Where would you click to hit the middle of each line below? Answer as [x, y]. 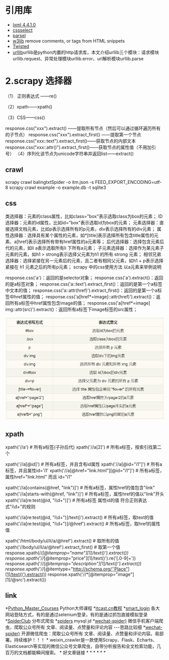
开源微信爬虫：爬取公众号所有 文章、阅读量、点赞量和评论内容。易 [90, 634]
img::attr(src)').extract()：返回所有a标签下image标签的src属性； [71, 309]
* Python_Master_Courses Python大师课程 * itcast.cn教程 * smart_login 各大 [83, 608]
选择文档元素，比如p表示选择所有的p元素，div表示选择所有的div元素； [82, 229]
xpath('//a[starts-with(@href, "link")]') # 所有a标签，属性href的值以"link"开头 [85, 494]
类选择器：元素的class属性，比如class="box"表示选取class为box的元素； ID [84, 216]
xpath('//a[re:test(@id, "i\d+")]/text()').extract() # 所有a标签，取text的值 [79, 517]
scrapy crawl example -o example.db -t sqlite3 [58, 187]
